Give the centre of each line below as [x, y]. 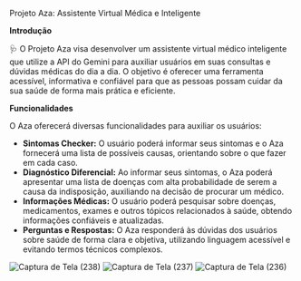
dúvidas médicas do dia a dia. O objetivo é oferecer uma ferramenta [136, 71]
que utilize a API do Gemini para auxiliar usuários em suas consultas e [140, 62]
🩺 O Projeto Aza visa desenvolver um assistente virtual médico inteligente [148, 48]
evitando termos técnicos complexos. [92, 249]
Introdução [31, 30]
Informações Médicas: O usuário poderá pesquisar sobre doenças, [149, 201]
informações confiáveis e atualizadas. [93, 220]
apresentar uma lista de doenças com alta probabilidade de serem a [150, 182]
